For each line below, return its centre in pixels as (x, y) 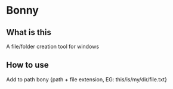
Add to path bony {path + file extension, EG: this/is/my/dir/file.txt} (86, 79)
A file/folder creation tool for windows (53, 46)
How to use (27, 65)
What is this (29, 32)
